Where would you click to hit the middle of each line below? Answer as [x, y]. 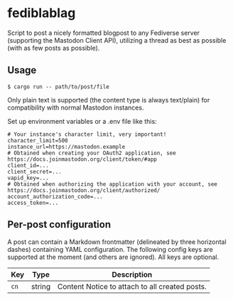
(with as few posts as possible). [54, 48]
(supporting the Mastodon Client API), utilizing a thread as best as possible [117, 40]
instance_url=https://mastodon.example [66, 147]
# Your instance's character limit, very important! [87, 134]
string [41, 286]
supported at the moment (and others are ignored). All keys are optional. [113, 257]
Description [132, 274]
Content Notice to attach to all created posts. [132, 286]
